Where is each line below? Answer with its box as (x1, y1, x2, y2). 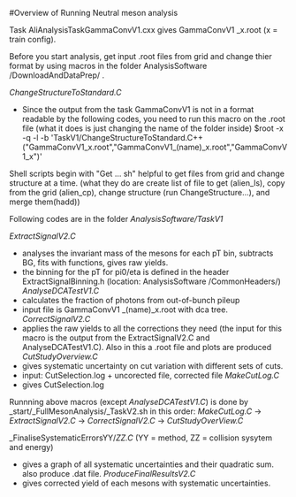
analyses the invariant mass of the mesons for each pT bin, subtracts (21, 248, 274, 258)
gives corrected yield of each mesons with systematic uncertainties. (21, 478, 271, 488)
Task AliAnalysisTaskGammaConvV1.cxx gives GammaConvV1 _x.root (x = (9, 25, 278, 34)
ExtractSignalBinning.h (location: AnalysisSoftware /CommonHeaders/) (21, 276, 281, 287)
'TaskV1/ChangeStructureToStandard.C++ (50, 133, 203, 142)
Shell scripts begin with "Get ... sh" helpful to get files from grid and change (9, 168, 285, 179)
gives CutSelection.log (21, 379, 104, 390)
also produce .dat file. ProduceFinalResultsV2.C (21, 469, 196, 478)
